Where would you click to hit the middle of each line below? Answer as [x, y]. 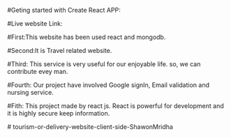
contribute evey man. [38, 71]
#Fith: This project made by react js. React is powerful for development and [116, 106]
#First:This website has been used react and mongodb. [87, 37]
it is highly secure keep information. [59, 113]
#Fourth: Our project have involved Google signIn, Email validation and [108, 85]
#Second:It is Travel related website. [60, 51]
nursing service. [30, 92]
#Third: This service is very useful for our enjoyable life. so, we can [104, 64]
